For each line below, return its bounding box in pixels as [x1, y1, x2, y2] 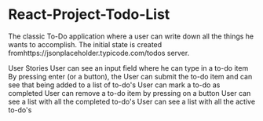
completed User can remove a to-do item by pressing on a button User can [8, 88, 251, 97]
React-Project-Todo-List [8, 5, 170, 24]
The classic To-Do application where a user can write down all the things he [8, 31, 254, 41]
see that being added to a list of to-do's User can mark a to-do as [8, 80, 221, 90]
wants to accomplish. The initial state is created [8, 39, 163, 49]
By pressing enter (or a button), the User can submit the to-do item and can [8, 71, 253, 81]
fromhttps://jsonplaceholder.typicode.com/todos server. [8, 48, 190, 57]
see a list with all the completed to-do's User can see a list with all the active [8, 97, 256, 106]
